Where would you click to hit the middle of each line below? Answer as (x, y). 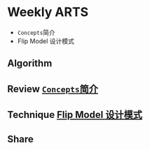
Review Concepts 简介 (53, 89)
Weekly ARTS (48, 12)
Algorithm (30, 63)
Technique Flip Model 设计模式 (75, 115)
